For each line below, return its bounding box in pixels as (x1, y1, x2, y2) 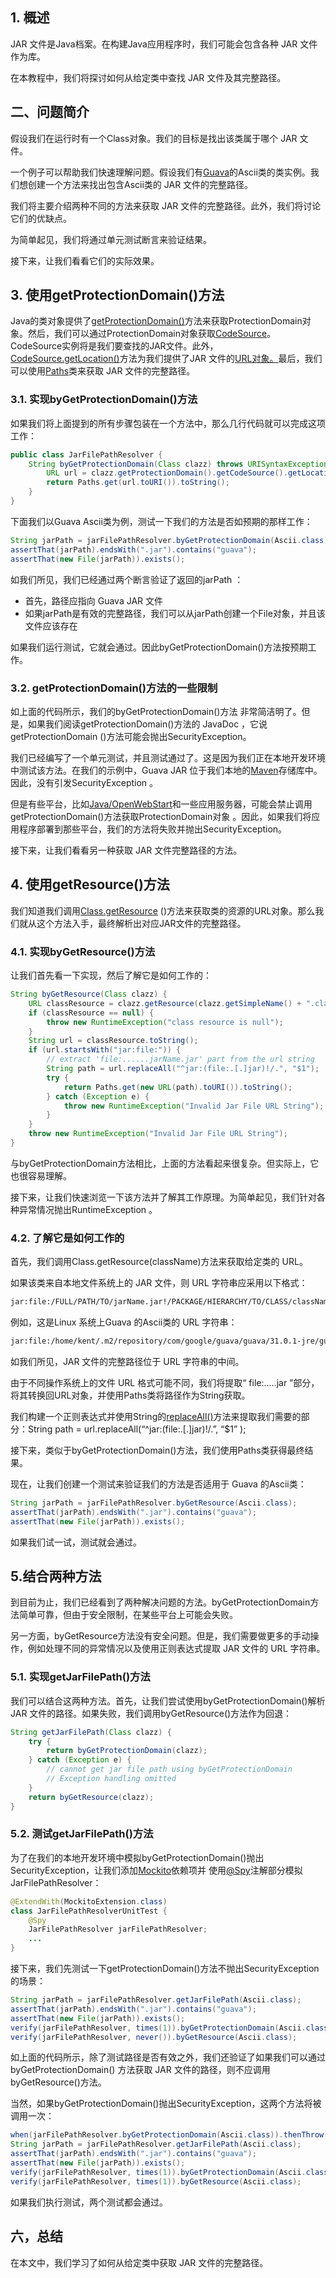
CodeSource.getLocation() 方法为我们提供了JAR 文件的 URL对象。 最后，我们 (10, 353, 323, 365)
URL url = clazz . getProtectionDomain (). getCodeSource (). (46, 468, 288, 478)
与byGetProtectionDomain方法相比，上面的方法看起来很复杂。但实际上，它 (10, 1157, 320, 1169)
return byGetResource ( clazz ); (28, 1792, 155, 1802)
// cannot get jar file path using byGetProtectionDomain (46, 1764, 293, 1775)
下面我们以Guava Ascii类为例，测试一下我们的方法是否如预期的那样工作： (10, 515, 313, 527)
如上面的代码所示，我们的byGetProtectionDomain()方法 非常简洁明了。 (10, 705, 302, 717)
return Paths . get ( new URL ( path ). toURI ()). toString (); (63, 1082, 293, 1092)
